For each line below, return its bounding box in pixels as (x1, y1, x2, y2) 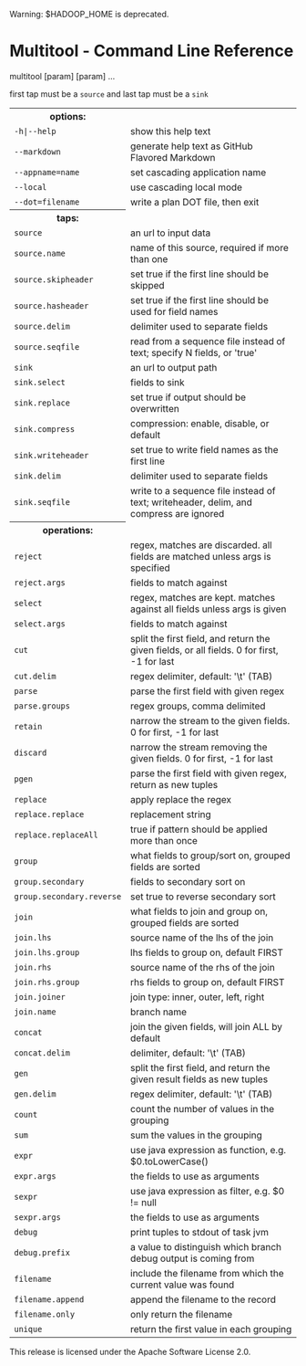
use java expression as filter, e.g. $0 (130, 1184, 285, 1197)
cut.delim (14, 671, 56, 681)
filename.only (14, 1308, 76, 1319)
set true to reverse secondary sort (130, 890, 276, 903)
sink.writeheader (14, 450, 89, 461)
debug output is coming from (130, 1252, 255, 1265)
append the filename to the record (130, 1293, 276, 1306)
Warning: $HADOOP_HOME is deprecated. (9, 9, 169, 19)
